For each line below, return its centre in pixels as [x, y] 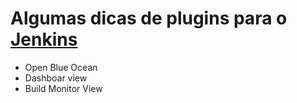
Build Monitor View [63, 88]
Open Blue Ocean [61, 67]
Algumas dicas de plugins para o [149, 18]
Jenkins [44, 39]
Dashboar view [56, 78]
